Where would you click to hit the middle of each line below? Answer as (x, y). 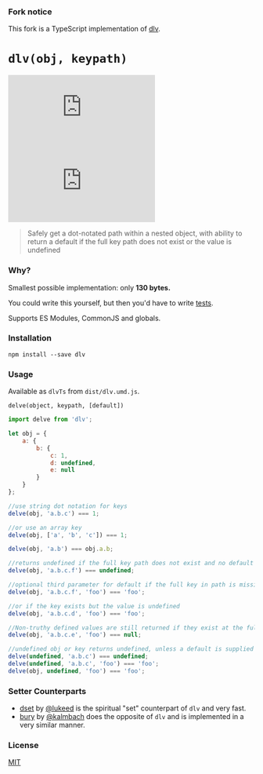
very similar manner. (52, 725)
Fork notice (30, 12)
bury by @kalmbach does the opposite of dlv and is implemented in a (131, 717)
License (23, 745)
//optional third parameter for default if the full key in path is (122, 585)
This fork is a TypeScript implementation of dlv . (84, 29)
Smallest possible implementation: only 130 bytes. (89, 287)
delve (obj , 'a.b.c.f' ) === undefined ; (71, 571)
